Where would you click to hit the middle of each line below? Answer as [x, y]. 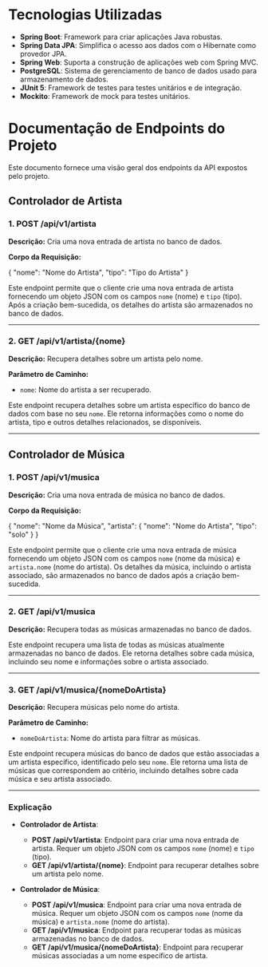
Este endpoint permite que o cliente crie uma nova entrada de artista [121, 287]
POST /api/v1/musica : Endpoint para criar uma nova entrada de [136, 905]
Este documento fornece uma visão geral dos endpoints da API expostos [128, 167]
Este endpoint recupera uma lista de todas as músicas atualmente [116, 644]
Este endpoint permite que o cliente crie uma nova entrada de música [122, 549]
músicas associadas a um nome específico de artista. [120, 956]
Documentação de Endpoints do [117, 129]
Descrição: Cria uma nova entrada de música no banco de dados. [117, 495]
